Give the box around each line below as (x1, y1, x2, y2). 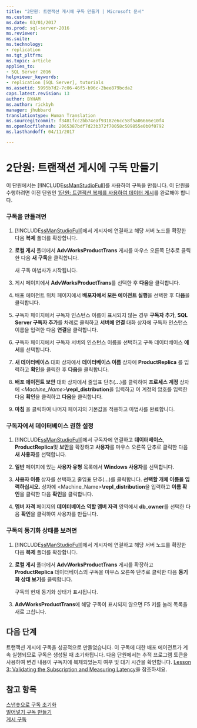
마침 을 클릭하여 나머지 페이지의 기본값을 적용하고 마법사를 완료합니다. (14, 406, 175, 413)
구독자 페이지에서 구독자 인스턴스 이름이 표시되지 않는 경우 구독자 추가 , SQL (14, 312, 188, 319)
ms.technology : (6, 42, 44, 48)
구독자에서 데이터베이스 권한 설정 (6, 422, 94, 430)
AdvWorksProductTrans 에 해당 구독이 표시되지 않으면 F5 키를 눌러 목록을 (14, 600, 188, 607)
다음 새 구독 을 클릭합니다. (21, 254, 79, 262)
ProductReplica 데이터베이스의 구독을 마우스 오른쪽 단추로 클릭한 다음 (14, 568, 178, 575)
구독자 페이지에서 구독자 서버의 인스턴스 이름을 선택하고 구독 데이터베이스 (14, 339, 183, 346)
